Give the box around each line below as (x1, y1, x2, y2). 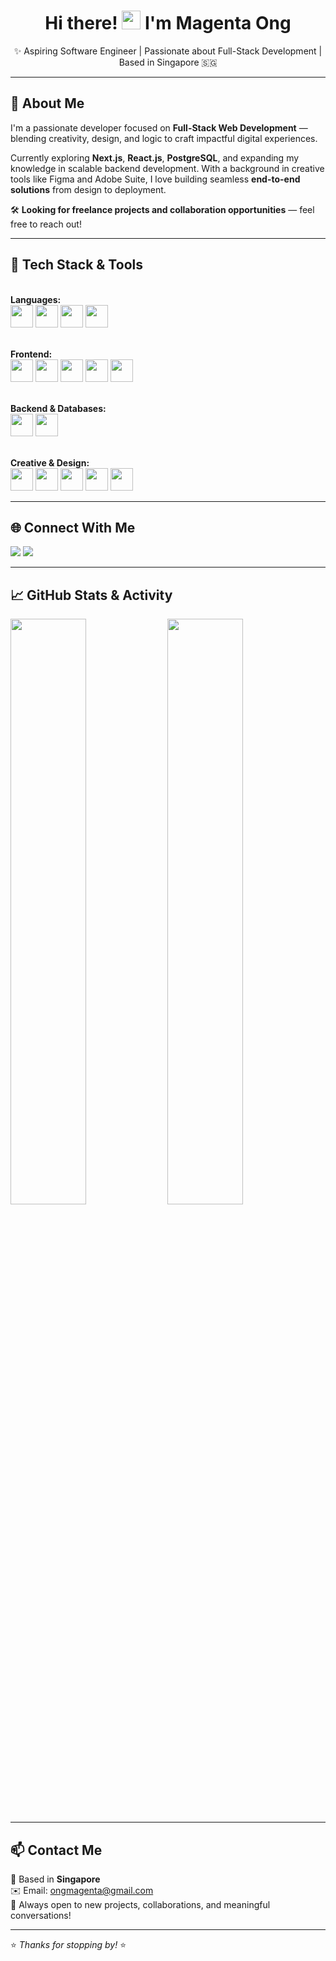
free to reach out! (10, 218, 82, 230)
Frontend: (10, 348, 53, 360)
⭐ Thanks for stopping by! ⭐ (10, 1939, 127, 1950)
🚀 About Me (10, 95, 85, 112)
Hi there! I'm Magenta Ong (44, 12, 292, 35)
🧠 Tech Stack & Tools (10, 256, 143, 274)
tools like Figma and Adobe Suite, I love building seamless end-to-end (10, 173, 301, 185)
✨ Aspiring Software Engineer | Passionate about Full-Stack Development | (13, 45, 323, 57)
